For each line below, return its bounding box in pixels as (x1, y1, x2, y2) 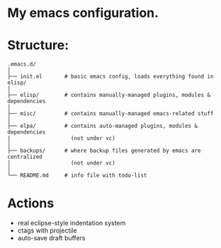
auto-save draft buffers (17, 234, 86, 242)
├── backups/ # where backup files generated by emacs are (7, 147, 201, 155)
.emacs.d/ (7, 61, 37, 68)
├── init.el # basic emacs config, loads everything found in (7, 73, 214, 81)
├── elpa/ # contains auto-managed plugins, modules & (7, 122, 198, 130)
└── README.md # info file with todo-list (7, 172, 147, 179)
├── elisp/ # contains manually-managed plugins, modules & (7, 92, 211, 99)
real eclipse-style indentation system (17, 219, 126, 228)
